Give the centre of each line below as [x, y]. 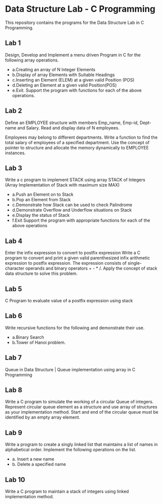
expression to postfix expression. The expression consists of [66, 263]
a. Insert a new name [33, 459]
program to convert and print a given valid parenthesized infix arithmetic [78, 258]
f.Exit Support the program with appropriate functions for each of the [81, 220]
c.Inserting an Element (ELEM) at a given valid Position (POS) [73, 80]
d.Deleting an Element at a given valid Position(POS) [64, 85]
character [15, 268]
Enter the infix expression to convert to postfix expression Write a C [73, 253]
